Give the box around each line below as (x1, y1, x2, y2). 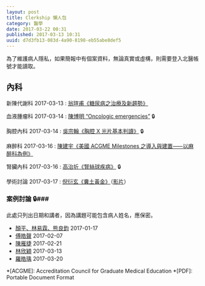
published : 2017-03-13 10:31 (6, 32, 81, 38)
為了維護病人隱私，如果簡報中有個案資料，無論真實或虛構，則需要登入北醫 (6, 55, 193, 62)
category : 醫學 (6, 20, 43, 26)
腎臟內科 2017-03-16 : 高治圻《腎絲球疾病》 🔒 (6, 163, 121, 170)
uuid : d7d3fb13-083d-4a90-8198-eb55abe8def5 (6, 37, 121, 43)
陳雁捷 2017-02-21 (15, 240, 62, 248)
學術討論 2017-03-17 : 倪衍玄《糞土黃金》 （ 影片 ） (6, 178, 129, 185)
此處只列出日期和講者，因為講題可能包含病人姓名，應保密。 (6, 211, 156, 219)
